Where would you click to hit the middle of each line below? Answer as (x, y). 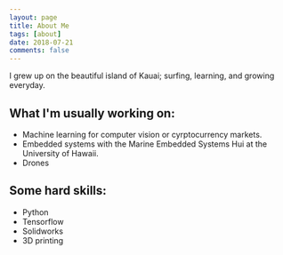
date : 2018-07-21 (41, 42)
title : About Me (39, 26)
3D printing (43, 240)
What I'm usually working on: (92, 113)
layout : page (33, 17)
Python (35, 212)
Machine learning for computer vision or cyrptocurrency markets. (142, 134)
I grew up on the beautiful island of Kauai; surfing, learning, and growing (142, 76)
